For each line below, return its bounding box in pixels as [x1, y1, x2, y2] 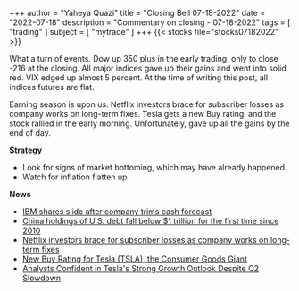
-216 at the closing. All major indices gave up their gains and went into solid [9, 62, 287, 73]
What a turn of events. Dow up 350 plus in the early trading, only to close [9, 54, 278, 63]
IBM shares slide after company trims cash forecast [21, 206, 212, 217]
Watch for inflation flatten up [21, 171, 128, 182]
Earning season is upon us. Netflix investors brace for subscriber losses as [9, 99, 284, 110]
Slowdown [21, 272, 61, 283]
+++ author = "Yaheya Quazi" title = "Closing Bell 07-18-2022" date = [9, 8, 266, 18]
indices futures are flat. [9, 82, 96, 92]
